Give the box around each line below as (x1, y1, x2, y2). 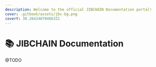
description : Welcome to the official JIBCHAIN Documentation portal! (5, 7, 152, 12)
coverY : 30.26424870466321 (5, 16, 60, 21)
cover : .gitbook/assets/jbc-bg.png (5, 12, 78, 17)
